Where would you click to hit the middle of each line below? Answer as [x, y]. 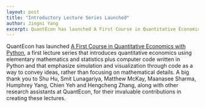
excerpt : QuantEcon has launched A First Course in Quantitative [91, 29]
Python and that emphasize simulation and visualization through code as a [100, 66]
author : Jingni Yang [33, 23]
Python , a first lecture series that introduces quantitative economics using [99, 53]
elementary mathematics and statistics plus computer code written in [93, 59]
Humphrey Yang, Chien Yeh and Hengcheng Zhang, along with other [92, 85]
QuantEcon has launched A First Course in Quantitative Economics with [96, 46]
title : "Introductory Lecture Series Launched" [68, 18]
